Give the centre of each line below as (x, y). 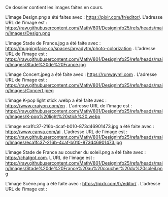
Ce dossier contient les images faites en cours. (54, 7)
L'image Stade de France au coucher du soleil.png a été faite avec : (76, 152)
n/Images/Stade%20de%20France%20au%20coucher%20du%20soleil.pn (84, 168)
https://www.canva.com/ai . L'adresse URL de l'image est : (66, 132)
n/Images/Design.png (28, 33)
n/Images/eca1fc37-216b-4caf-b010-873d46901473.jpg (64, 142)
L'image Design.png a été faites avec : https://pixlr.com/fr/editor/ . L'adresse (84, 17)
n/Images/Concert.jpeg (30, 90)
